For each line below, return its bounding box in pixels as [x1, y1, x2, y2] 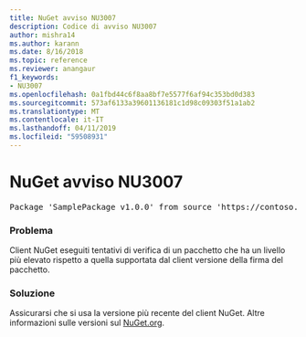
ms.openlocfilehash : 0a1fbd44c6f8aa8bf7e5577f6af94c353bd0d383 [9, 90, 256, 99]
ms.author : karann [9, 38, 79, 48]
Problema [9, 224, 53, 237]
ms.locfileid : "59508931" [9, 132, 108, 142]
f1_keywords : [9, 73, 59, 82]
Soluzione [9, 287, 56, 300]
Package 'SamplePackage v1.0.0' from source [9, 202, 213, 212]
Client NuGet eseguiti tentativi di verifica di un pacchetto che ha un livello [9, 245, 286, 256]
